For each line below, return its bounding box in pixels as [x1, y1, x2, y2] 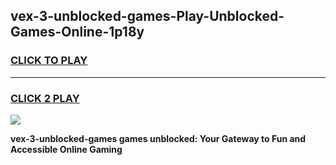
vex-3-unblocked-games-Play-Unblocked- [10, 8, 285, 25]
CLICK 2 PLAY [10, 91, 80, 105]
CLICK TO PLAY [10, 54, 88, 68]
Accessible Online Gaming [10, 143, 123, 155]
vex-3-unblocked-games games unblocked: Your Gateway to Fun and [10, 132, 307, 144]
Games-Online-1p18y [10, 24, 145, 41]
